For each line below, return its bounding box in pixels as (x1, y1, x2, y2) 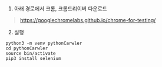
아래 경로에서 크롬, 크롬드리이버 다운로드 (14, 5, 107, 12)
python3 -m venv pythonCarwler (5, 40, 82, 46)
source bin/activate (5, 51, 57, 57)
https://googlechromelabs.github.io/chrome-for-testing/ (19, 17, 156, 23)
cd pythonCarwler (5, 45, 48, 51)
